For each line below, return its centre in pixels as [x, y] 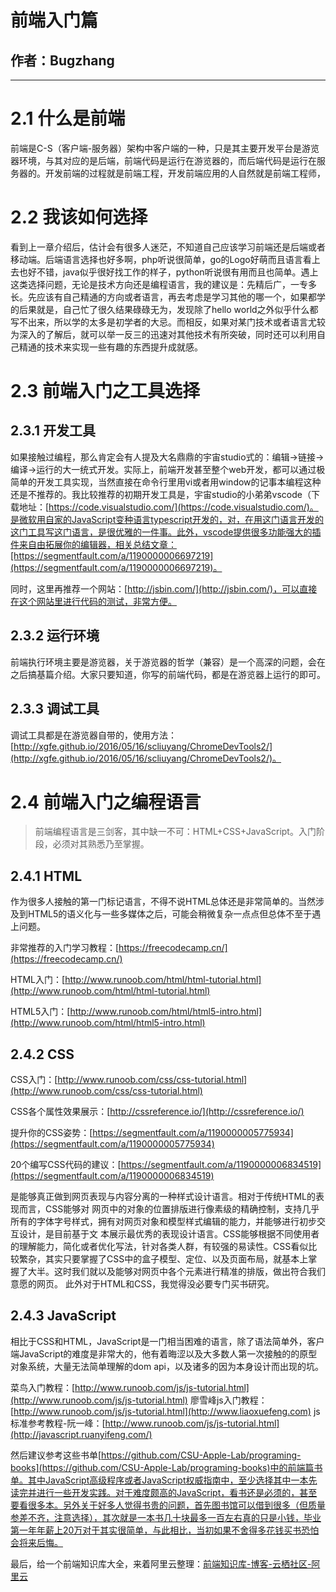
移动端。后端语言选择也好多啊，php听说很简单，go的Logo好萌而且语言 [156, 259]
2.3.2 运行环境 [55, 636]
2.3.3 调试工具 [55, 709]
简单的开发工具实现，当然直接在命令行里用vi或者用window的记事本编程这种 [166, 482]
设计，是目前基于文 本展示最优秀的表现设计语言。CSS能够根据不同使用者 [169, 1234]
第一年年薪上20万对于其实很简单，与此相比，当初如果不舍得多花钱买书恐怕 [165, 1530]
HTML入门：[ [38, 980]
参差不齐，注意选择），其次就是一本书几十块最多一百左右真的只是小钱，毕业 [166, 1517]
